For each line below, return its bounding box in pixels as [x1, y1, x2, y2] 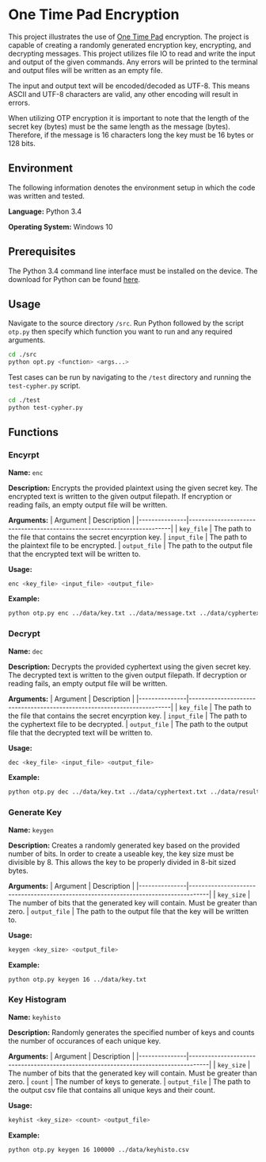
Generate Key [8, 807, 62, 818]
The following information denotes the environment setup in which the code [8, 183, 256, 192]
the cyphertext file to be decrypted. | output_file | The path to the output [8, 719, 249, 728]
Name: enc [8, 467, 44, 477]
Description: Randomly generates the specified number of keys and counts [8, 1027, 255, 1037]
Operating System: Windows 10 [8, 222, 113, 231]
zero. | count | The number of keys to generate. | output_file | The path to [8, 1076, 251, 1086]
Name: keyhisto [8, 1012, 61, 1021]
